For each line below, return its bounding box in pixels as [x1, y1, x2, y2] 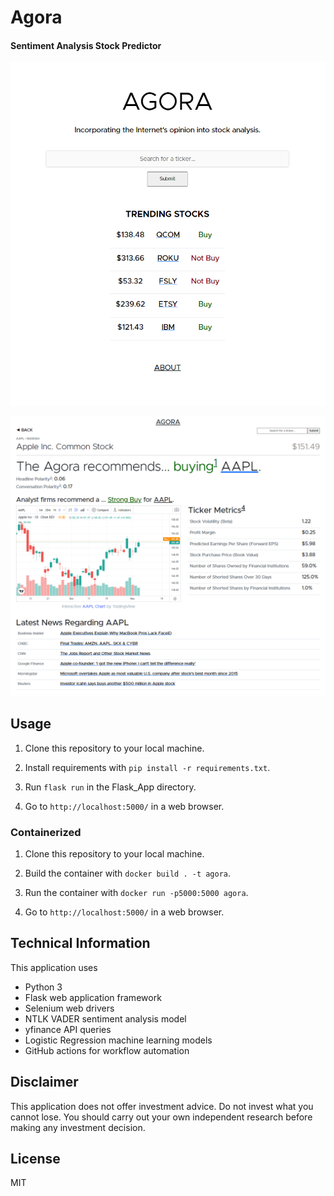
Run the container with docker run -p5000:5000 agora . [24, 886, 249, 898]
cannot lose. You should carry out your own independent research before [10, 1111, 313, 1123]
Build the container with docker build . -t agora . [24, 867, 232, 879]
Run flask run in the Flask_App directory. [24, 781, 197, 793]
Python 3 [24, 981, 63, 993]
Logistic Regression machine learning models [24, 1034, 213, 1046]
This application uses [10, 961, 98, 973]
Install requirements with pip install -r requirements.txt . [24, 761, 271, 773]
